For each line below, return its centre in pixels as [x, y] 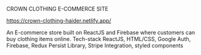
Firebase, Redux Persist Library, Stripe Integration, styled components [95, 46]
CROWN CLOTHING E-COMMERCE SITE [57, 9]
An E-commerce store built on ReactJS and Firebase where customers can [101, 32]
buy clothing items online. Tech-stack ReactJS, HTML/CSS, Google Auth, [99, 39]
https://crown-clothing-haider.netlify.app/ [59, 20]
